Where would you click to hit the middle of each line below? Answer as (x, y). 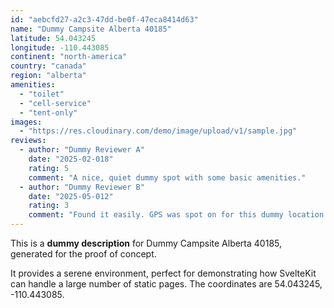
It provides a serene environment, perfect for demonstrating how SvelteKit (163, 273)
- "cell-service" (55, 103)
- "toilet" (42, 94)
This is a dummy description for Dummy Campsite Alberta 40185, (146, 243)
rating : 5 (49, 168)
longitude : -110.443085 (60, 47)
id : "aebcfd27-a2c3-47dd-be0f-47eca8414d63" (104, 19)
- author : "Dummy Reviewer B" (82, 187)
